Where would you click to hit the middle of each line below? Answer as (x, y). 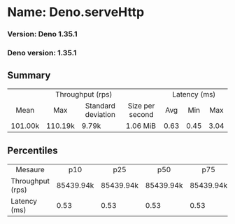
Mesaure (30, 169)
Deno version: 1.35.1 (42, 53)
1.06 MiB (141, 125)
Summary (29, 75)
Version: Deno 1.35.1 (42, 34)
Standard (100, 106)
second (141, 114)
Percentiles (33, 151)
